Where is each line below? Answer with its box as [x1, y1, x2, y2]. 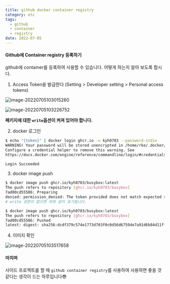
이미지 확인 [12, 232, 35, 238]
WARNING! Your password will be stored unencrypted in [5, 143, 123, 148]
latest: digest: [5, 223, 39, 228]
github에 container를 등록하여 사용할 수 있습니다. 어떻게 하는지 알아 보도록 [5, 64, 153, 70]
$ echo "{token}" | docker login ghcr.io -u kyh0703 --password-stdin [5, 138, 157, 144]
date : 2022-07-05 [5, 36, 42, 41]
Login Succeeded [5, 161, 39, 166]
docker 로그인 [12, 128, 41, 134]
